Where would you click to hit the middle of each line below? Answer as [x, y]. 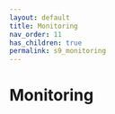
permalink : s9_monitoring [57, 51]
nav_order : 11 [36, 34]
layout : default [40, 18]
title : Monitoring [44, 26]
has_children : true [46, 43]
